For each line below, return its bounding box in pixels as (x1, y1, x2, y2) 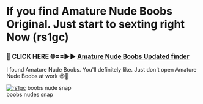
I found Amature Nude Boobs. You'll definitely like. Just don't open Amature (6, 66, 197, 73)
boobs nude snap (27, 84, 72, 92)
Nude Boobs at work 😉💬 (6, 72, 69, 80)
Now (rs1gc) (6, 31, 69, 44)
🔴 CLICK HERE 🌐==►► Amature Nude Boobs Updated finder (6, 52, 190, 61)
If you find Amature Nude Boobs (6, 4, 173, 18)
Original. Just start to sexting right (6, 17, 185, 31)
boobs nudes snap (6, 91, 53, 98)
